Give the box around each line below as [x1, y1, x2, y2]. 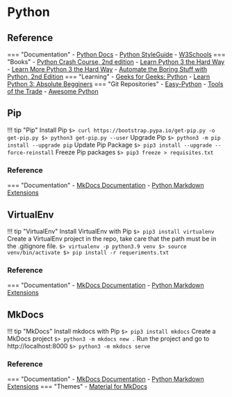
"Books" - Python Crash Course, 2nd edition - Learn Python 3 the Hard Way [7, 58, 225, 66]
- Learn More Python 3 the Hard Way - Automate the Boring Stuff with [7, 65, 207, 73]
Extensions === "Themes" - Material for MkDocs [7, 382, 148, 391]
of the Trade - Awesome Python [7, 88, 99, 95]
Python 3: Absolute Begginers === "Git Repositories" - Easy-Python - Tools [7, 80, 224, 88]
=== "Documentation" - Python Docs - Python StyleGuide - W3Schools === [7, 50, 226, 58]
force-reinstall [7, 149, 54, 156]
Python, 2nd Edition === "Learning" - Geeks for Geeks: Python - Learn [7, 72, 210, 81]
